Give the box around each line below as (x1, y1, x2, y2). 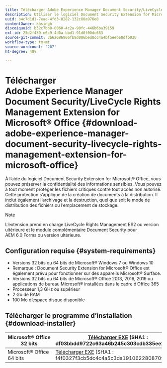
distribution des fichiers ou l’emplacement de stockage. (5, 202, 119, 208)
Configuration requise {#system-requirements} (5, 246, 156, 255)
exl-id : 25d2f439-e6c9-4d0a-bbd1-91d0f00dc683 (5, 30, 103, 35)
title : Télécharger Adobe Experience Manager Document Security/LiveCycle (5, 7, 164, 12)
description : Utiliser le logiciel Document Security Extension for (5, 12, 150, 17)
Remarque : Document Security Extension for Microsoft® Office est (12, 265, 150, 271)
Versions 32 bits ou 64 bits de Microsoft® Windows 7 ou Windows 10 (12, 260, 154, 266)
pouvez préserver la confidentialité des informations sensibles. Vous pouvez (5, 181, 162, 187)
